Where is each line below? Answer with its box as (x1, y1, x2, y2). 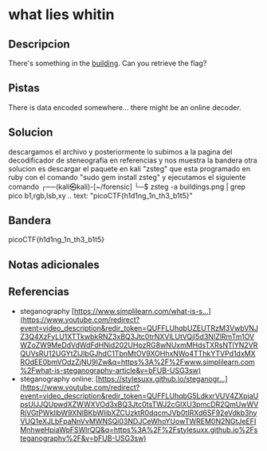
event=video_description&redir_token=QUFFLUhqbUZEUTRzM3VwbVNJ (19, 323, 259, 332)
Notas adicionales (8, 257, 100, 272)
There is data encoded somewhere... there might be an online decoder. (8, 102, 241, 112)
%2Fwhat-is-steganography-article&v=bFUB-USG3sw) (19, 365, 202, 375)
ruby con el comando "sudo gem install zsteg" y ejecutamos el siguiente (8, 172, 246, 182)
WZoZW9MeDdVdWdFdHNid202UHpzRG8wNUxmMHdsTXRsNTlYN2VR (19, 340, 258, 350)
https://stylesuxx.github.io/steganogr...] (98, 374, 229, 383)
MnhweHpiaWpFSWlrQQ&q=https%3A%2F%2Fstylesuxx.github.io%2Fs (19, 425, 258, 434)
